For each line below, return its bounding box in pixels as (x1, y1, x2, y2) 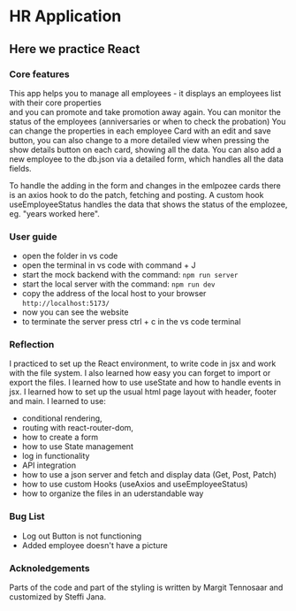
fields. (9, 163, 33, 173)
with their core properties (9, 97, 102, 108)
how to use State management (21, 441, 134, 452)
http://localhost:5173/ (21, 299, 110, 309)
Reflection (9, 339, 55, 351)
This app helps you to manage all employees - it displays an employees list (9, 88, 281, 98)
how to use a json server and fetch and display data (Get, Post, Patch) (21, 470, 277, 480)
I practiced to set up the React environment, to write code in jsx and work (9, 358, 277, 369)
